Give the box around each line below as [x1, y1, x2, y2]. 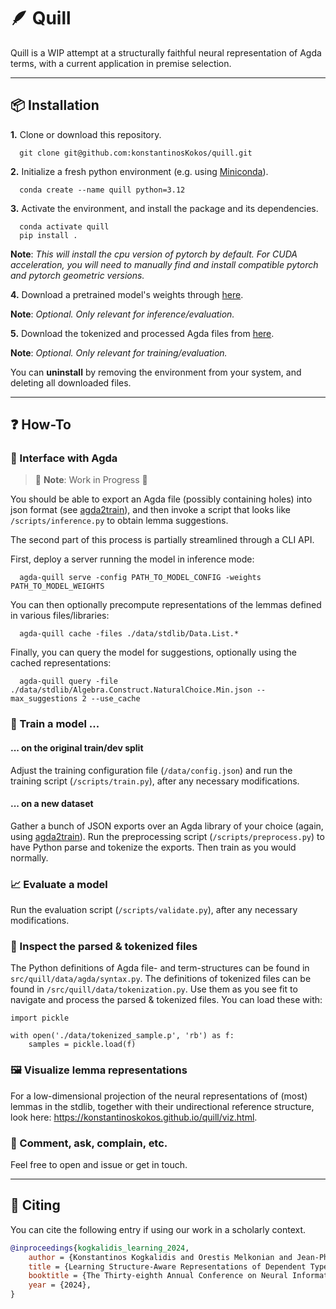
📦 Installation [10, 97, 100, 114]
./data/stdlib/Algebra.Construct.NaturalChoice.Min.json [10, 685, 253, 695]
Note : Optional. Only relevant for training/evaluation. [10, 346, 228, 359]
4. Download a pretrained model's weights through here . [10, 288, 244, 300]
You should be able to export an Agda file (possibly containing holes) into [10, 493, 313, 505]
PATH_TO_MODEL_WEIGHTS [10, 581, 105, 592]
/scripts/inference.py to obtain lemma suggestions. [10, 515, 229, 527]
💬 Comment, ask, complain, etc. [10, 1136, 168, 1150]
